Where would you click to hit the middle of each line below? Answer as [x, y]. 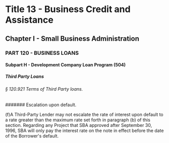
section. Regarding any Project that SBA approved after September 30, [79, 125]
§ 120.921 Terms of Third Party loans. [44, 89]
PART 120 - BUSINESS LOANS [42, 53]
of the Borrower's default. [32, 136]
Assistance [30, 20]
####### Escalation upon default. [41, 105]
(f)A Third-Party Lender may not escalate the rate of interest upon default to [84, 114]
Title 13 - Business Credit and [68, 9]
